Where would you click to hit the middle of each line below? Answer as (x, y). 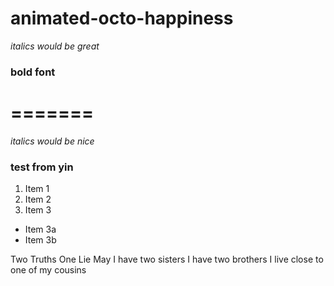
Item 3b (40, 240)
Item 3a (40, 229)
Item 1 (37, 189)
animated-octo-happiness (122, 18)
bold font (33, 72)
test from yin (42, 167)
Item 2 (38, 199)
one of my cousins (48, 270)
